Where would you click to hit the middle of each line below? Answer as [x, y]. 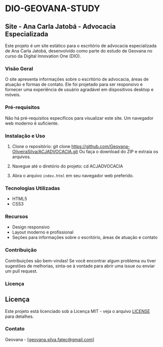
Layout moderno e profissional [43, 232]
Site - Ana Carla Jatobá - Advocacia [60, 27]
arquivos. [21, 157]
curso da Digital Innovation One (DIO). [43, 56]
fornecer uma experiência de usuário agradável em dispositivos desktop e [80, 90]
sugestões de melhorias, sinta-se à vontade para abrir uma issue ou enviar [80, 266]
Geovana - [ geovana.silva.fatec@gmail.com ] [50, 339]
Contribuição [21, 250]
